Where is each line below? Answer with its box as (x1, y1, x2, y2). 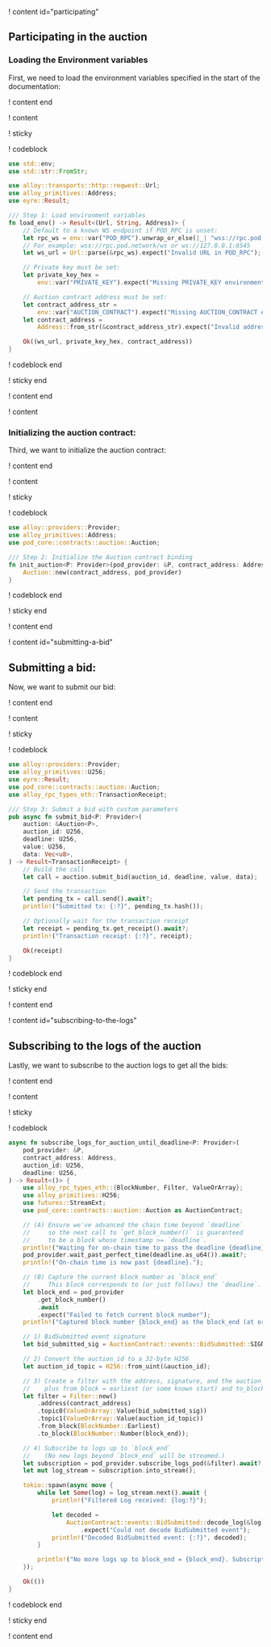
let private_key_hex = (23, 271, 99, 280)
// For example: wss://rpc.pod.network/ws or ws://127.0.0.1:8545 (23, 242, 251, 250)
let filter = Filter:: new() (23, 1392, 117, 1401)
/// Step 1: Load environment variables (8, 212, 147, 220)
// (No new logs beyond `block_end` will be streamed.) (23, 1451, 226, 1460)
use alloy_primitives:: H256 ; (23, 1191, 121, 1199)
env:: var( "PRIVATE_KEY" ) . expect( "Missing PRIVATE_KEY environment (37, 279, 265, 287)
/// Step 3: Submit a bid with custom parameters (8, 805, 179, 813)
